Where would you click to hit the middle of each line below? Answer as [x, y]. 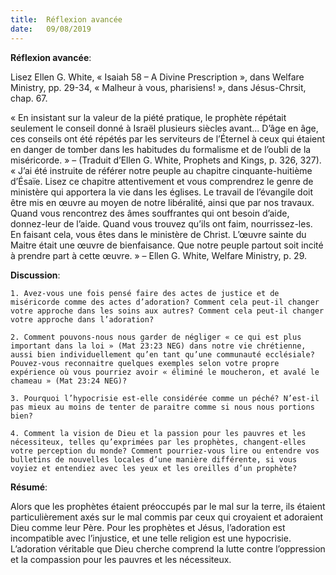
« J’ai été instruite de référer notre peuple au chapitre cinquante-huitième [161, 170]
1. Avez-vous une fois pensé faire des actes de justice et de [145, 293]
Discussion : [35, 275]
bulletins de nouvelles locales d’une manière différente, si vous [154, 459]
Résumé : [29, 487]
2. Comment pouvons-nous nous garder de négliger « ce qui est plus [156, 337]
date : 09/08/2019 [51, 29]
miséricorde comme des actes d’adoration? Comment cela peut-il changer [165, 302]
